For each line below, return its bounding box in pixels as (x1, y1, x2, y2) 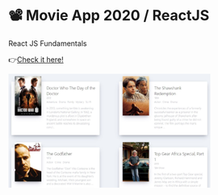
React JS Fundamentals (8, 38, 87, 48)
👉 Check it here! (8, 54, 64, 64)
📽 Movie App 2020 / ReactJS (8, 6, 210, 25)
